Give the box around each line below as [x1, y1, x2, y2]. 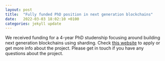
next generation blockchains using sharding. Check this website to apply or [5, 40, 160, 46]
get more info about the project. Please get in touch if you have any [5, 45, 144, 51]
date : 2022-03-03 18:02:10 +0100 [5, 16, 79, 21]
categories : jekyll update [5, 21, 61, 26]
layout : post [5, 7, 32, 12]
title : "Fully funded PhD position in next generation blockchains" [5, 12, 153, 17]
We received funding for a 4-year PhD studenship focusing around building [5, 35, 160, 41]
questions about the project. [5, 51, 63, 57]
